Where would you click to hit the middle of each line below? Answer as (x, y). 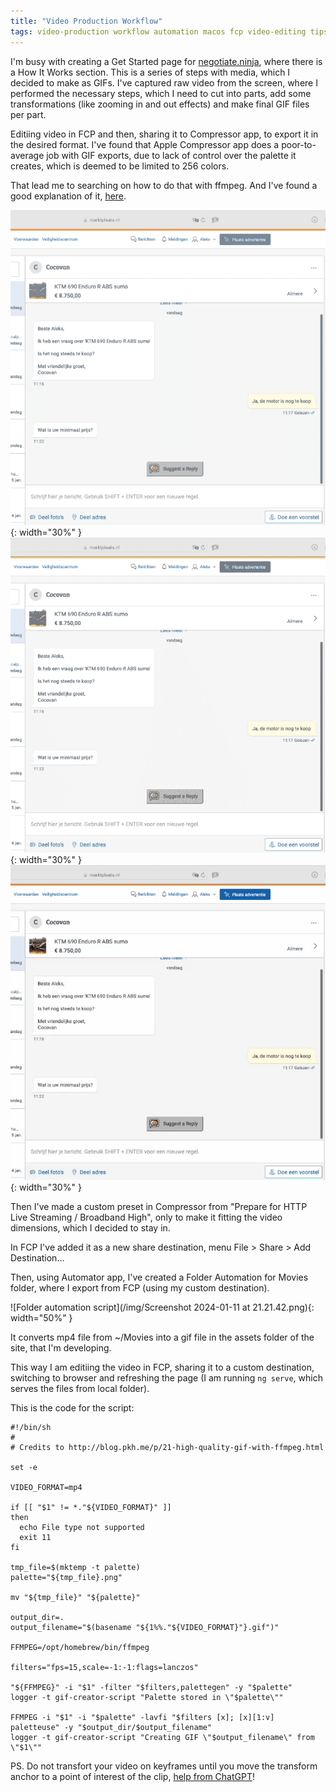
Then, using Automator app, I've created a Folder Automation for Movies (159, 1277)
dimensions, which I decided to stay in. (90, 1227)
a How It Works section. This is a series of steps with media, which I (150, 72)
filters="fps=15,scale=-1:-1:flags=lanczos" (104, 1667)
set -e (24, 1467)
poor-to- (299, 144)
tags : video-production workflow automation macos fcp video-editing (158, 31)
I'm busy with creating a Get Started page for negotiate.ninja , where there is (166, 61)
